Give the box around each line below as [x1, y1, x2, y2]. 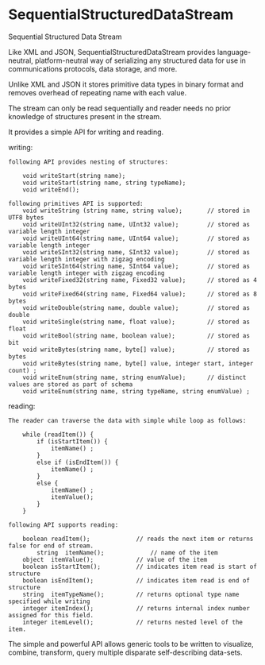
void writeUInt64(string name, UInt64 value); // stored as [22, 234, 250, 242]
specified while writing [8, 597, 90, 605]
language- [217, 47, 252, 56]
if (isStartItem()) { [36, 437, 109, 446]
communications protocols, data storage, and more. [8, 64, 178, 73]
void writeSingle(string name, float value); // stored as [22, 318, 250, 326]
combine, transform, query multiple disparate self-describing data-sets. [8, 648, 244, 657]
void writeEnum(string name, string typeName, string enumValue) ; [22, 387, 250, 395]
